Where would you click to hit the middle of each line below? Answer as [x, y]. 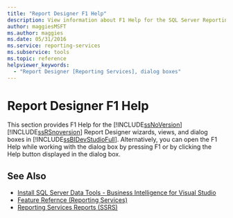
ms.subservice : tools [38, 53]
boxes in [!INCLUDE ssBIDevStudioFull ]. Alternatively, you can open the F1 [112, 140]
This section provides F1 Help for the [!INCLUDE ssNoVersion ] [95, 125]
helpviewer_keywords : [38, 65]
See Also [27, 176]
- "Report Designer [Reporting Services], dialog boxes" [97, 71]
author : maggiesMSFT [37, 26]
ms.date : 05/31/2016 [37, 39]
